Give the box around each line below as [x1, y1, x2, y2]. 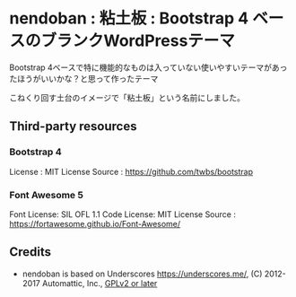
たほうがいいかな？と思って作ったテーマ [9, 73, 159, 83]
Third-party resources [9, 118, 137, 135]
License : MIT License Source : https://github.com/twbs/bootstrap [9, 166, 254, 177]
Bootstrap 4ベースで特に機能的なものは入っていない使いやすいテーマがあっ [9, 62, 288, 73]
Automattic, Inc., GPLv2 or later [41, 277, 158, 288]
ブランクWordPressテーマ [40, 31, 236, 51]
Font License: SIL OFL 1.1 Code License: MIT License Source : [9, 208, 236, 220]
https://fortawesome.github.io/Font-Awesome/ [9, 218, 181, 229]
